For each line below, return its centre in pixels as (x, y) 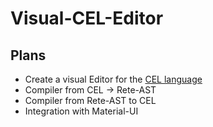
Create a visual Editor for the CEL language (113, 79)
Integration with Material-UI (81, 111)
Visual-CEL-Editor (87, 18)
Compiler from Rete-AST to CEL (90, 100)
